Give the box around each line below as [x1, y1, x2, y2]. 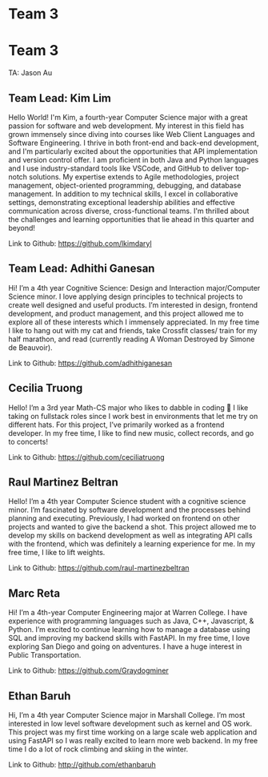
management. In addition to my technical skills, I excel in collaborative [8, 189, 238, 199]
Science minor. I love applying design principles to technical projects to [8, 292, 243, 301]
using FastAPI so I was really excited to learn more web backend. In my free [8, 736, 258, 745]
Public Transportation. [8, 650, 82, 660]
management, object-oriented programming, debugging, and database [8, 180, 242, 190]
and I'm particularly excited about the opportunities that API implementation [8, 146, 258, 156]
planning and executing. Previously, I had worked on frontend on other [8, 513, 241, 523]
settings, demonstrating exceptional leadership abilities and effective [8, 197, 235, 207]
